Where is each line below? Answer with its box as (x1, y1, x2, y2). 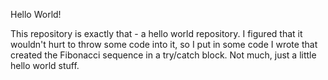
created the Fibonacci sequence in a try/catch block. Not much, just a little (10, 49, 317, 61)
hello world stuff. (10, 60, 80, 71)
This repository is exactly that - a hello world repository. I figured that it (10, 28, 303, 39)
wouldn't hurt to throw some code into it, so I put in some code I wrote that (10, 39, 318, 50)
